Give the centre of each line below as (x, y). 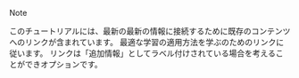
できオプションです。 (63, 64)
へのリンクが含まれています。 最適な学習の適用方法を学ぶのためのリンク (143, 42)
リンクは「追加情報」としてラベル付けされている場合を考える (163, 53)
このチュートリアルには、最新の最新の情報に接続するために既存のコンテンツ (150, 31)
